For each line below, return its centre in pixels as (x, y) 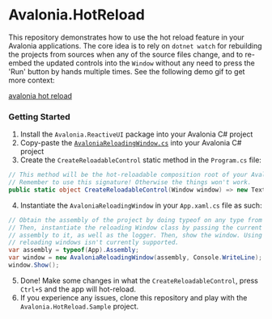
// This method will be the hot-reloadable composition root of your (128, 175)
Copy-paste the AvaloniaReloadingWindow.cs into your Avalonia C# (131, 143)
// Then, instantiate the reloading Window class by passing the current (136, 228)
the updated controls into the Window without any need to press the (144, 63)
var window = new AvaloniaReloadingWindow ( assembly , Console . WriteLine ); (136, 258)
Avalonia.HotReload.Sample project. (79, 306)
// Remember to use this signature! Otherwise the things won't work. (130, 183)
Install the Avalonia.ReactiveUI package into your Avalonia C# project (136, 134)
